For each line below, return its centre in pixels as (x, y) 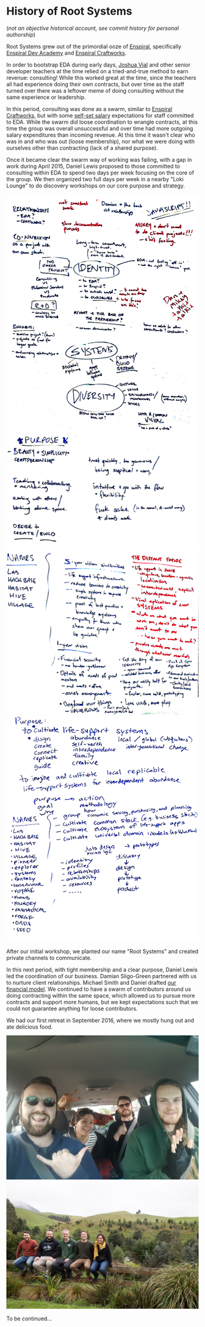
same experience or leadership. (46, 97)
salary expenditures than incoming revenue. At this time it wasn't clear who (101, 135)
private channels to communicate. (49, 958)
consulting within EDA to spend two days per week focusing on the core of (100, 173)
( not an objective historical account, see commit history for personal (92, 28)
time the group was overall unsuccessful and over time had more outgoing (100, 128)
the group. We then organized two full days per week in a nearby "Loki (95, 179)
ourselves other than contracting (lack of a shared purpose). (82, 148)
